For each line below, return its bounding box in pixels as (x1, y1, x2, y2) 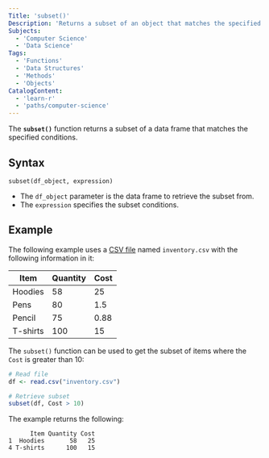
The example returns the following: (8, 414, 125, 424)
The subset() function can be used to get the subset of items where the (8, 346, 247, 356)
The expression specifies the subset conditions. (19, 199, 180, 210)
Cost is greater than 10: (8, 354, 85, 364)
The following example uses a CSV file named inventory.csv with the (8, 244, 238, 254)
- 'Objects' (15, 79, 56, 87)
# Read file (8, 370, 48, 378)
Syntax (8, 156, 45, 169)
